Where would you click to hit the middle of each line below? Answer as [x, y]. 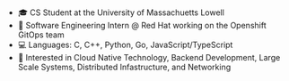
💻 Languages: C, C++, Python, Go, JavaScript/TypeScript [125, 45]
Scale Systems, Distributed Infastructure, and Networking [124, 67]
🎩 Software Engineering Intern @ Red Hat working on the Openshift [142, 25]
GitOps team [41, 35]
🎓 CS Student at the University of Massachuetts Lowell [121, 12]
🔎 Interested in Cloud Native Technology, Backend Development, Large [149, 57]
